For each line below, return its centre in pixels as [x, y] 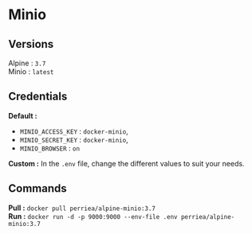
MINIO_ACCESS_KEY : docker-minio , [74, 131]
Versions [31, 44]
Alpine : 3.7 [27, 63]
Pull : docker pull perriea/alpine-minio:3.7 [82, 208]
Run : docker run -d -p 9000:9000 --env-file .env [93, 216]
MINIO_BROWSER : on [50, 148]
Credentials [38, 97]
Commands [38, 189]
